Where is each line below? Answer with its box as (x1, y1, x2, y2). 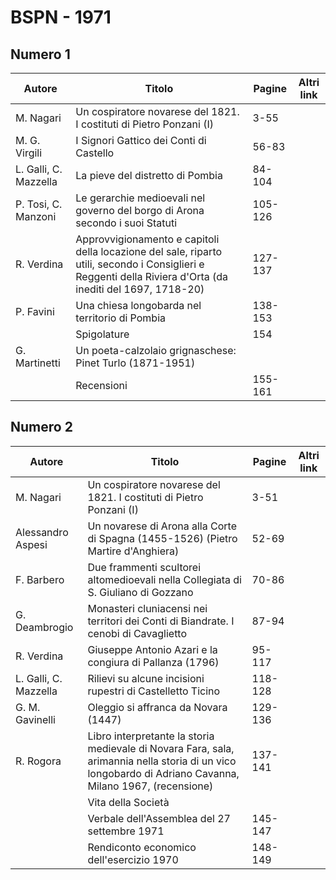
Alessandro (15, 525, 69, 539)
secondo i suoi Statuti (75, 216, 178, 230)
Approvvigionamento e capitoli (75, 232, 220, 246)
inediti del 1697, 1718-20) (75, 282, 205, 296)
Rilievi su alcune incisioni (87, 671, 205, 685)
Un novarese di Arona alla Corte (87, 519, 237, 533)
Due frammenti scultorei (87, 560, 202, 574)
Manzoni (15, 210, 57, 223)
